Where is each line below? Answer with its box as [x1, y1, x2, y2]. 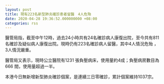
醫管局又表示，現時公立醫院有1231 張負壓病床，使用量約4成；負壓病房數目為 [5, 57, 160, 63]
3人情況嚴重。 [5, 47, 34, 53]
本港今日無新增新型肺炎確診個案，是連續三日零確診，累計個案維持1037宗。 [5, 74, 157, 80]
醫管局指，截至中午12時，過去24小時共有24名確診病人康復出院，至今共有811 [5, 35, 160, 41]
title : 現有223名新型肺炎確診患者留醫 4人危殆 [5, 12, 92, 17]
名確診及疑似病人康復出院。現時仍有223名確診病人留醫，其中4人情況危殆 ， [5, 41, 159, 47]
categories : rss [5, 21, 38, 26]
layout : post [5, 7, 32, 12]
